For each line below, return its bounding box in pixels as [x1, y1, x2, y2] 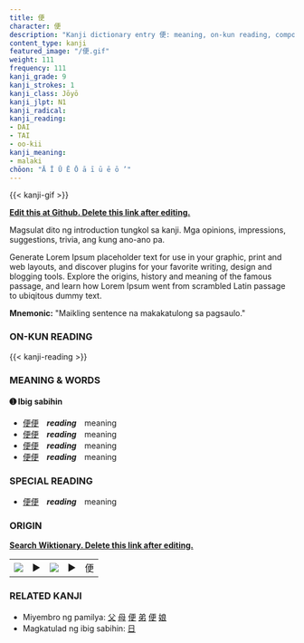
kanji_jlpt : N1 [9, 97, 67, 107]
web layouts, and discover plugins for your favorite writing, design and [9, 262, 272, 273]
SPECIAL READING [9, 475, 93, 487]
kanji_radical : [9, 106, 67, 115]
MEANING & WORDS [9, 373, 101, 386]
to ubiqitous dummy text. [9, 291, 102, 302]
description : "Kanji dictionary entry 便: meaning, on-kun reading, [9, 30, 271, 39]
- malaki [9, 156, 43, 166]
